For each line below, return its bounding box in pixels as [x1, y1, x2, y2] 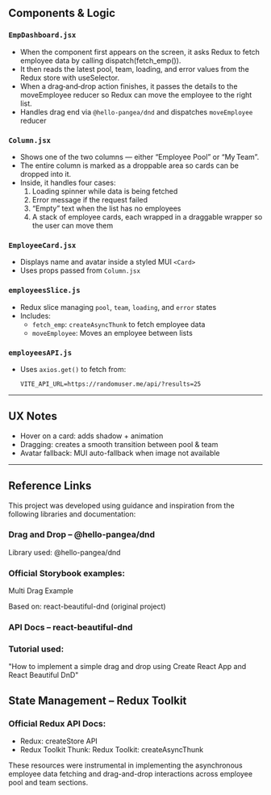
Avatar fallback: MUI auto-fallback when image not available [19, 448, 220, 458]
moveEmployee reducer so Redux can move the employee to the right [19, 90, 252, 99]
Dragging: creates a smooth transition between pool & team [19, 439, 219, 449]
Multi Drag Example [8, 586, 74, 596]
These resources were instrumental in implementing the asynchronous [8, 760, 244, 770]
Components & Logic [8, 6, 115, 20]
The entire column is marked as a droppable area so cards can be [19, 161, 240, 170]
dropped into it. [19, 169, 72, 178]
